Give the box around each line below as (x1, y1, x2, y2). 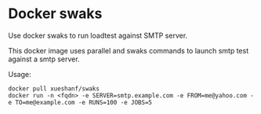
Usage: (8, 69, 31, 79)
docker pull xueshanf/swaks (8, 84, 100, 93)
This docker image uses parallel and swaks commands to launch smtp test (8, 46, 249, 55)
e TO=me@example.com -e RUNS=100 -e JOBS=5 (8, 98, 153, 106)
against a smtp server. (8, 54, 80, 64)
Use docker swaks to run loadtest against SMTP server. (8, 31, 188, 40)
